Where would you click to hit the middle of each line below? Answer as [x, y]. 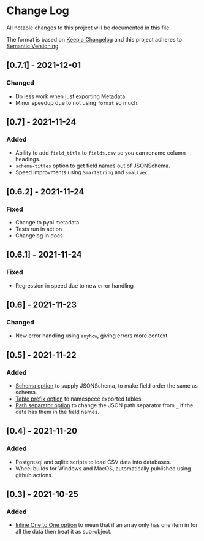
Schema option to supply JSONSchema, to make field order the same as [106, 386]
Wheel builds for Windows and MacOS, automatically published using [103, 468]
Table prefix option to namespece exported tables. [79, 399]
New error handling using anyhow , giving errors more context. [92, 336]
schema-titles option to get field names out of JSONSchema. [93, 166]
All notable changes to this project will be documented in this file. [89, 28]
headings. [28, 159]
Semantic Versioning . [33, 46]
